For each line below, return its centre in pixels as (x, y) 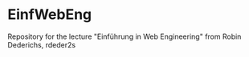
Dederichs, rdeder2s (42, 44)
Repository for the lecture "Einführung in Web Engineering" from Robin (124, 36)
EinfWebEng (50, 15)
